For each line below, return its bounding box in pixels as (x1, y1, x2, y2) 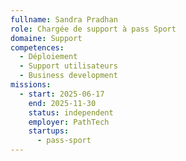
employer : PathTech (28, 117, 110, 127)
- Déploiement (19, 52, 78, 62)
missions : (10, 80, 52, 90)
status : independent (28, 107, 114, 118)
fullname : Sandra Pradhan (10, 14, 118, 25)
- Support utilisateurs (19, 61, 118, 71)
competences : (10, 42, 65, 53)
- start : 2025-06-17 (19, 89, 105, 99)
